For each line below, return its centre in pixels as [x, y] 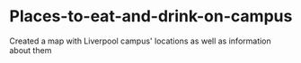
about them [31, 50]
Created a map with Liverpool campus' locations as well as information [140, 41]
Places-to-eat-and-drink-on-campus [151, 16]
